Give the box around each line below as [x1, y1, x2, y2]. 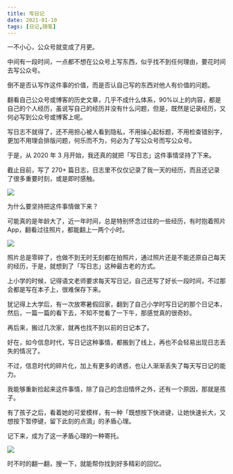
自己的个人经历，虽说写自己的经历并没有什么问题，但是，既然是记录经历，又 [7, 105, 226, 113]
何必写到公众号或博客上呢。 [7, 113, 87, 121]
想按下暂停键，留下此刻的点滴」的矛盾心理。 [7, 417, 135, 425]
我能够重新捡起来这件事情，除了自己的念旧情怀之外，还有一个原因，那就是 [7, 385, 220, 394]
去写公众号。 [7, 67, 44, 75]
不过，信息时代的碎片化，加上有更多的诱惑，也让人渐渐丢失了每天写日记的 [7, 362, 220, 370]
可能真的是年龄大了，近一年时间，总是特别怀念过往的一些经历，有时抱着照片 [7, 217, 226, 225]
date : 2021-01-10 [7, 17, 58, 24]
